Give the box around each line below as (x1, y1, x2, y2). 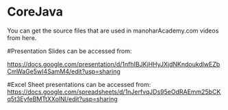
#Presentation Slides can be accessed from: (7, 47, 132, 55)
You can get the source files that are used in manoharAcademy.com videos (7, 26, 219, 35)
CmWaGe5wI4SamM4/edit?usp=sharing (7, 67, 121, 75)
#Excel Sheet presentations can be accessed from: (7, 80, 151, 88)
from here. (7, 33, 37, 41)
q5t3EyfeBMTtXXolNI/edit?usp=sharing (7, 94, 118, 103)
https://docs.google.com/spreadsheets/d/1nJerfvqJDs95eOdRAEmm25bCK (7, 88, 221, 96)
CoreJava (7, 4, 64, 20)
